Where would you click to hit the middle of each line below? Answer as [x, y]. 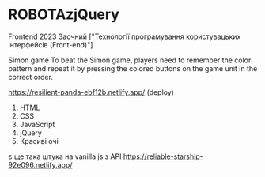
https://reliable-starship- [163, 156]
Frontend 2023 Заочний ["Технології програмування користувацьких [125, 36]
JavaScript [37, 124]
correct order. [31, 77]
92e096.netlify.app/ [40, 164]
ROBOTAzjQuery [64, 15]
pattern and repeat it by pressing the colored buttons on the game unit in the [133, 68]
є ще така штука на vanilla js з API [65, 156]
